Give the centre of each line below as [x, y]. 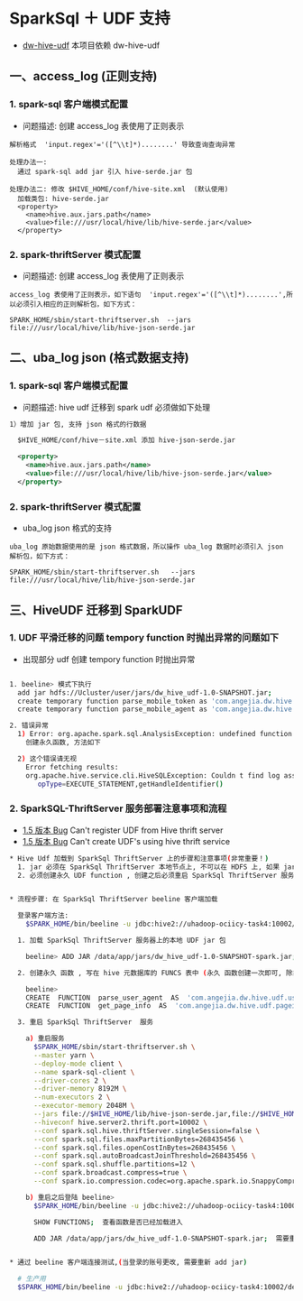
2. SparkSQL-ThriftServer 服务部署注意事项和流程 [118, 808]
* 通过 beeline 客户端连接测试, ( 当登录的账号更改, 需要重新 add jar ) [129, 1263]
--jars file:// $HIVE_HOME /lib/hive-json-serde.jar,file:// [146, 1114]
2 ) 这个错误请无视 [47, 759]
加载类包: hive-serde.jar [64, 198]
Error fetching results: [72, 767]
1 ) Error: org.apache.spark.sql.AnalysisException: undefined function [155, 734]
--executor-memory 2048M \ [84, 1106]
